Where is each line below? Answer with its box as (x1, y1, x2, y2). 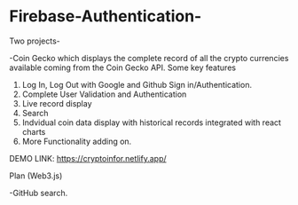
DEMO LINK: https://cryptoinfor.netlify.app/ (9, 153, 167, 163)
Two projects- (9, 35, 60, 46)
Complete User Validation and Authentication (21, 89, 187, 99)
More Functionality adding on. (21, 136, 132, 146)
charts (21, 126, 46, 137)
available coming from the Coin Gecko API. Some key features (9, 62, 237, 73)
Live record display (21, 98, 92, 108)
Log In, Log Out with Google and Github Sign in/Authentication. (21, 79, 253, 90)
